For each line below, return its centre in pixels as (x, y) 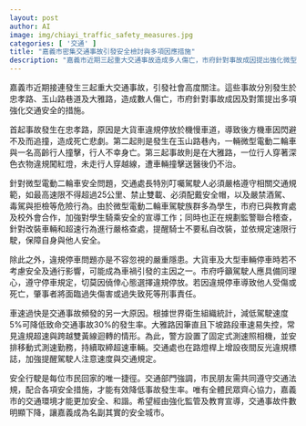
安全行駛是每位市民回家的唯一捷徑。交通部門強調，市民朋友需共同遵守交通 (149, 378)
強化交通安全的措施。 (49, 110)
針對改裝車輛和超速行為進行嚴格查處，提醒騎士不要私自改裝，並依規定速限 (149, 229)
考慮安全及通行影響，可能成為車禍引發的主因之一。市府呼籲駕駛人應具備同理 (153, 271)
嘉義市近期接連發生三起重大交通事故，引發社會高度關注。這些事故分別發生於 (153, 87)
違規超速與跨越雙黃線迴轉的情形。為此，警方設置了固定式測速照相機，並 (153, 336)
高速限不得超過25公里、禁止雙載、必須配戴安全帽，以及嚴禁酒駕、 (165, 194)
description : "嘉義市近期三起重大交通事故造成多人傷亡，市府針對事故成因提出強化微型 (153, 60)
